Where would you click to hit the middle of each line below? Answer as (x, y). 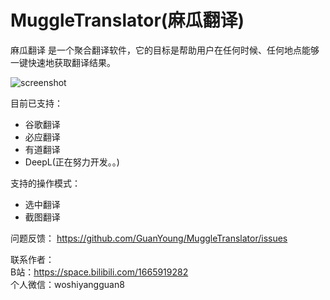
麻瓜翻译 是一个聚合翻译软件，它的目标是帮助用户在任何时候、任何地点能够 (165, 50)
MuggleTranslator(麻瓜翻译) (127, 20)
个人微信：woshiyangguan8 (67, 284)
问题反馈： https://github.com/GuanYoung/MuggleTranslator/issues (149, 238)
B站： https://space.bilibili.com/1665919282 (99, 272)
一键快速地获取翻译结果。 (63, 62)
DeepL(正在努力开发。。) (72, 162)
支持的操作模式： (45, 183)
